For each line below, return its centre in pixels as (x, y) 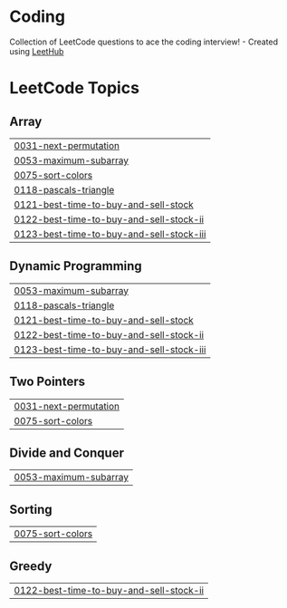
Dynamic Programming (76, 266)
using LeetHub (37, 51)
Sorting (31, 509)
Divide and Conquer (67, 453)
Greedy (31, 566)
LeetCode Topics (75, 88)
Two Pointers (48, 382)
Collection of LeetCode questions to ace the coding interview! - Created (144, 42)
